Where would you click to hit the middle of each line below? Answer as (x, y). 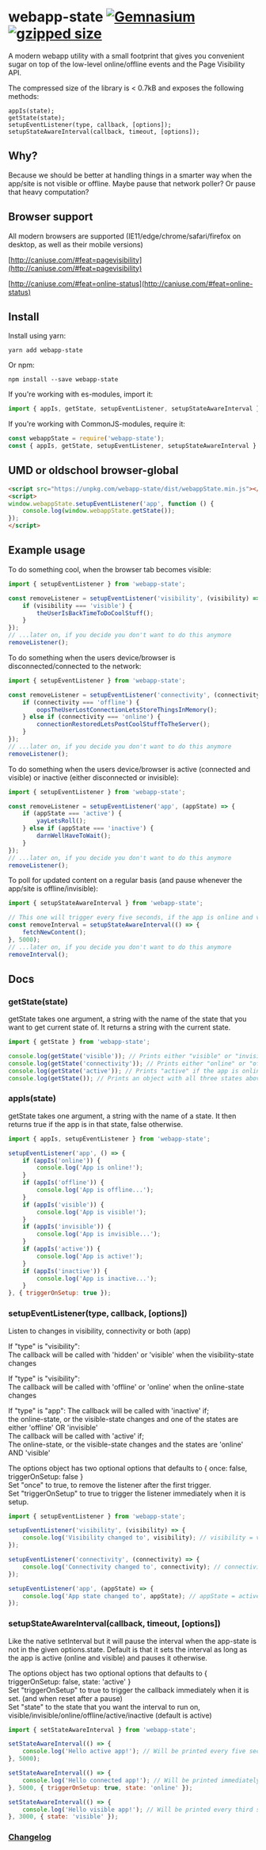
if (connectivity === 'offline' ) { (81, 702)
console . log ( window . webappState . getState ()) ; (99, 511)
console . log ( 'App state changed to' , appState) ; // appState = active (141, 1596)
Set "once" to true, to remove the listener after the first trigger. (110, 1485)
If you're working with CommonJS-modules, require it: (97, 424)
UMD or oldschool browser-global (93, 470)
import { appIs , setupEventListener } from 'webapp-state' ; (110, 1139)
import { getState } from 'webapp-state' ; (79, 1042)
